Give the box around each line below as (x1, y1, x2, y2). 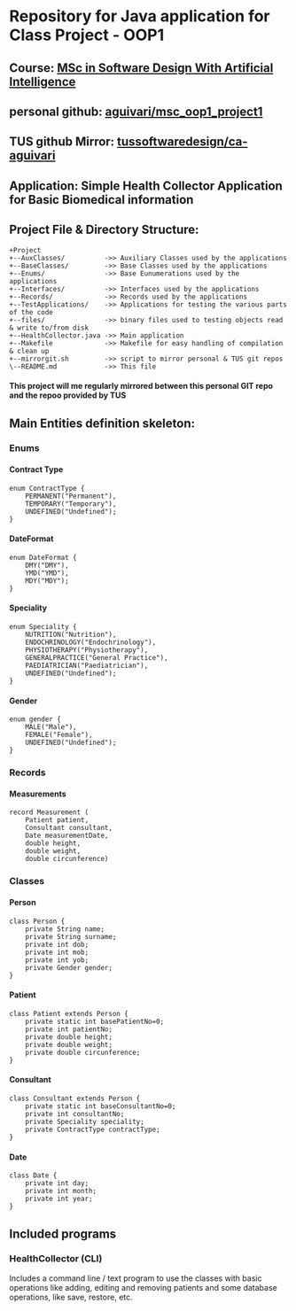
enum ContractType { (9, 484, 86, 493)
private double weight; (25, 1040, 113, 1049)
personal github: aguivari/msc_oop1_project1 (9, 104, 263, 119)
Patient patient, (25, 816, 90, 825)
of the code (9, 307, 53, 316)
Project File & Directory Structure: (9, 222, 199, 237)
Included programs (9, 1226, 117, 1241)
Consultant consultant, (25, 824, 113, 833)
